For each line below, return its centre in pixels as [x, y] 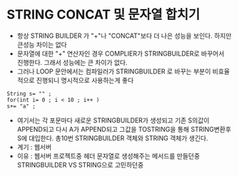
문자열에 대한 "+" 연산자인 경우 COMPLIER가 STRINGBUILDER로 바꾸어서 [121, 53]
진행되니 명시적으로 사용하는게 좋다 [85, 80]
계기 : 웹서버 [34, 147]
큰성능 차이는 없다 [42, 44]
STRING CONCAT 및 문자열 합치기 [103, 15]
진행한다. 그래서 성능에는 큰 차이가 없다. [72, 62]
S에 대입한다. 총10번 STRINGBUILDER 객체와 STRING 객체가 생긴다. [112, 138]
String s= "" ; [29, 93]
